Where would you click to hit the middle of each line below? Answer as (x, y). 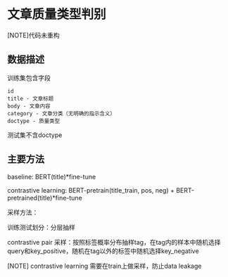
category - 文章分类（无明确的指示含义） (62, 113)
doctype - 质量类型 (34, 121)
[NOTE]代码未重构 (33, 35)
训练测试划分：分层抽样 (41, 227)
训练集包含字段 (29, 77)
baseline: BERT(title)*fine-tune (52, 176)
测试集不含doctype (35, 135)
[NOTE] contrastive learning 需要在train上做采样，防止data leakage (104, 266)
